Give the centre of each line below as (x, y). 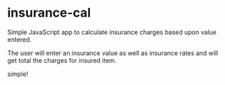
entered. (19, 39)
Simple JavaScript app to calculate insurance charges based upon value (112, 32)
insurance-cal (49, 13)
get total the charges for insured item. (62, 60)
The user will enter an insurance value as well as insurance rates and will (113, 53)
